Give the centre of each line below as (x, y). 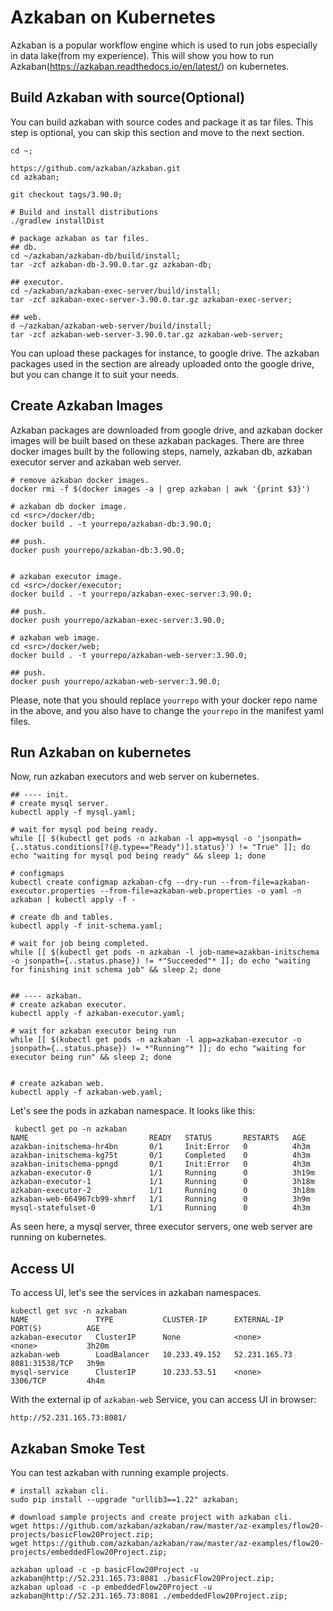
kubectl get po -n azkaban (71, 1129)
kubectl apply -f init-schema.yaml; (86, 926)
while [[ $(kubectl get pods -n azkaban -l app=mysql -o (131, 839)
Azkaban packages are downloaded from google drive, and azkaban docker (167, 430)
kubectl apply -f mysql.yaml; (73, 812)
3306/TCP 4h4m (57, 1381)
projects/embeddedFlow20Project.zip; (89, 1552)
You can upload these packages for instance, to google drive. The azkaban (165, 353)
